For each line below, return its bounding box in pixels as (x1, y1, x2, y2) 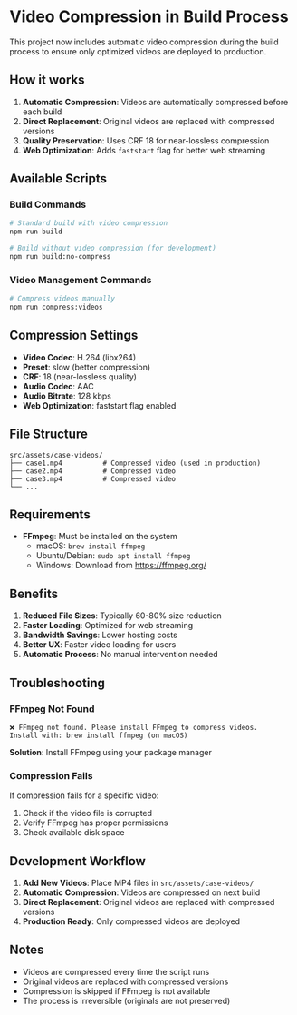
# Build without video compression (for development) (9, 243, 217, 253)
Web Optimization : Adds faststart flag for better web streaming (22, 144, 266, 155)
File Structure (9, 427, 88, 442)
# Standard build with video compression (9, 219, 168, 228)
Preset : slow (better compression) (22, 361, 151, 372)
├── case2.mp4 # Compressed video (9, 466, 177, 476)
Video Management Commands (9, 273, 152, 286)
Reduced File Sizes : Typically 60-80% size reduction (22, 610, 222, 621)
